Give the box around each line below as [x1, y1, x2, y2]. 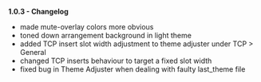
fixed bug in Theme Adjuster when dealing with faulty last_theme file [19, 64, 246, 74]
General [19, 48, 46, 57]
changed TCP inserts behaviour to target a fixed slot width [19, 56, 212, 65]
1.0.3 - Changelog [8, 7, 69, 16]
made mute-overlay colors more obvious [19, 22, 154, 31]
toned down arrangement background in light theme [19, 31, 192, 40]
